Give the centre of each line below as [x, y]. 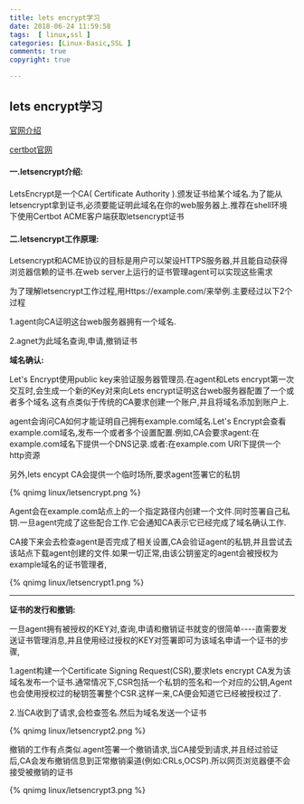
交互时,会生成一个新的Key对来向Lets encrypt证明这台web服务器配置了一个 [148, 391]
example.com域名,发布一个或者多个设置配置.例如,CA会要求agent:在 [134, 433]
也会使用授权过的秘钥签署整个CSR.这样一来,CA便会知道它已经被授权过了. [145, 694]
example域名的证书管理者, [58, 565]
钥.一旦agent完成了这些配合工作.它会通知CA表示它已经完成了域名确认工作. [148, 522]
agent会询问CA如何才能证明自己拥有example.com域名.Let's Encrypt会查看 [148, 421]
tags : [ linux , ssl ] [50, 34]
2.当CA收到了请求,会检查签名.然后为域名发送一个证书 [108, 713]
